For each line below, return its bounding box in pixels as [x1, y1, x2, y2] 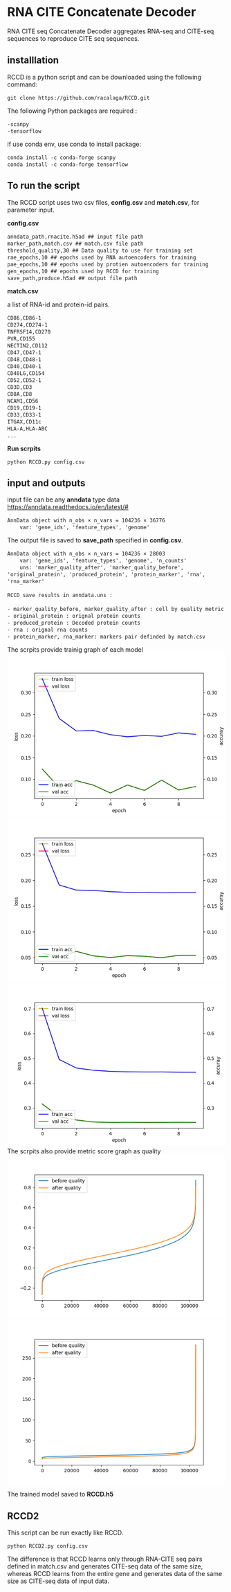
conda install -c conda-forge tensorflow [7, 161, 129, 168]
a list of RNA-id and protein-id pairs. [7, 300, 110, 309]
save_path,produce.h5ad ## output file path [7, 275, 138, 282]
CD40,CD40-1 [7, 363, 41, 370]
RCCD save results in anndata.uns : [7, 592, 113, 599]
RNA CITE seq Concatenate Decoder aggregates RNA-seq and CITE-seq [7, 27, 214, 35]
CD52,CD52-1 [7, 376, 41, 384]
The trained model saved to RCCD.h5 [7, 1490, 114, 1499]
